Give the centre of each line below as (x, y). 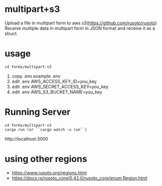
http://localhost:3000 (26, 139)
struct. (11, 33)
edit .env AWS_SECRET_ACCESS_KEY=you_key (60, 87)
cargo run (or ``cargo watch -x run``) (46, 130)
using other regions (46, 159)
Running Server (38, 112)
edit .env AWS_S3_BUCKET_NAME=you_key (57, 92)
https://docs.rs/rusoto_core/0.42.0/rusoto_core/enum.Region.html (80, 178)
